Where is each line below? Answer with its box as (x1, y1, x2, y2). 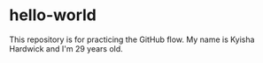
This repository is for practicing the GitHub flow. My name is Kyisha (9, 34, 255, 45)
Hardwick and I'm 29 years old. (9, 43, 124, 53)
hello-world (9, 5, 97, 25)
